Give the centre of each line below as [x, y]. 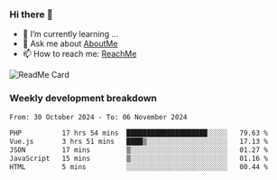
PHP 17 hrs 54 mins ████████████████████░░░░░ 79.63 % [139, 133]
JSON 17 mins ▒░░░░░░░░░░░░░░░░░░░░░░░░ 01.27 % [139, 150]
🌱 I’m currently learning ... [70, 34]
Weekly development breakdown [83, 99]
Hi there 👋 [32, 14]
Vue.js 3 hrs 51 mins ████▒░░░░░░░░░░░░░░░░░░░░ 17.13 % [139, 142]
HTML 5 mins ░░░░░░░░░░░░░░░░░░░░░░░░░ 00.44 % [139, 166]
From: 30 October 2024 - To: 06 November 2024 [98, 117]
